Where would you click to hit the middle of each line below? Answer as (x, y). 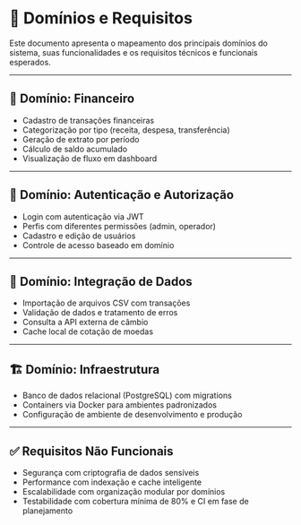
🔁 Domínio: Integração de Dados (101, 281)
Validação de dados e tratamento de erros (100, 313)
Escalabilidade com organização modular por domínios (124, 491)
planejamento (47, 511)
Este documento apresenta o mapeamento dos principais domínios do (139, 43)
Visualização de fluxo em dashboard (90, 158)
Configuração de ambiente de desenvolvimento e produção (132, 415)
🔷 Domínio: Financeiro (72, 99)
